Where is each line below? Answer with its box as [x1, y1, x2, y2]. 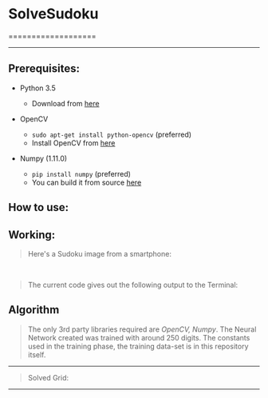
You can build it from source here [31, 177, 142, 187]
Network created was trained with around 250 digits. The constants [27, 332, 250, 342]
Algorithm [8, 303, 60, 316]
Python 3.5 [19, 83, 56, 93]
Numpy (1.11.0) [19, 153, 68, 163]
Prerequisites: [8, 62, 80, 76]
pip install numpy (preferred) [31, 169, 132, 178]
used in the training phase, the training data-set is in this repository [27, 341, 249, 351]
